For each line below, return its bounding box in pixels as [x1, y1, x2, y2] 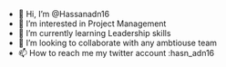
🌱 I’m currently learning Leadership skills [17, 28, 171, 38]
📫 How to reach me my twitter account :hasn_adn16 [17, 48, 215, 58]
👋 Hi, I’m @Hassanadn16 [17, 9, 110, 19]
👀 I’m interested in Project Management [17, 18, 167, 29]
